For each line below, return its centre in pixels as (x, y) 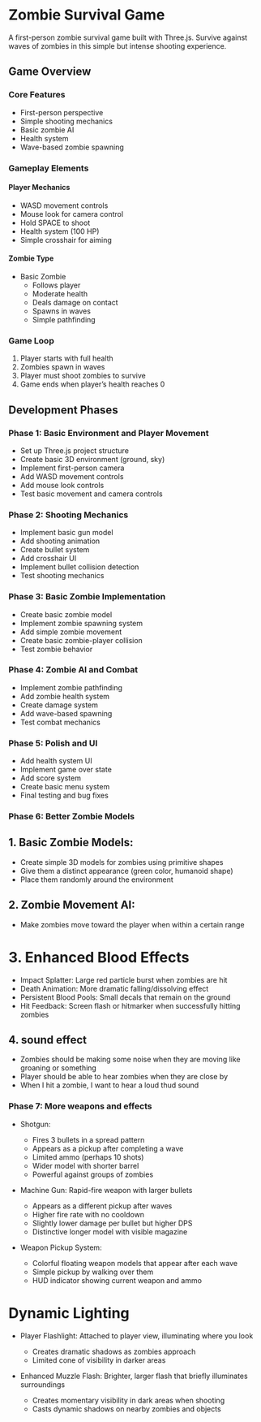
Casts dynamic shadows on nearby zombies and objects (126, 1409)
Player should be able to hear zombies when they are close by (124, 1077)
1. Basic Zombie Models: (71, 843)
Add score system (50, 778)
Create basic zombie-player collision (81, 640)
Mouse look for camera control (72, 214)
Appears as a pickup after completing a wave (108, 1148)
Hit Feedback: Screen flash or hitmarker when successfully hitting (130, 1005)
